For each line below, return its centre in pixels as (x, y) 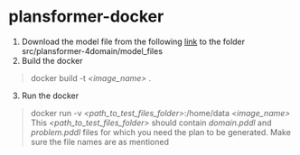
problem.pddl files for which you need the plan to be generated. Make (160, 132)
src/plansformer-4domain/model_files (92, 50)
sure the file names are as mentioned (99, 141)
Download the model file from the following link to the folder (133, 41)
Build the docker (52, 60)
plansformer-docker (86, 17)
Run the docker (50, 96)
